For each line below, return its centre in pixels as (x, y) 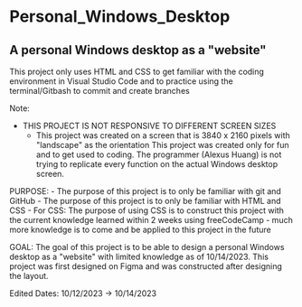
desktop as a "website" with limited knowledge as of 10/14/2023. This (139, 256)
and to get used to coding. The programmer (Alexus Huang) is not (159, 154)
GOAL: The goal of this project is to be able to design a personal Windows (147, 247)
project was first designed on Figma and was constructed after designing (146, 266)
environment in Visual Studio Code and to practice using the (121, 81)
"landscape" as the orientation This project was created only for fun (162, 145)
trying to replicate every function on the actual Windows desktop (157, 164)
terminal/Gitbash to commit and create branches (99, 91)
